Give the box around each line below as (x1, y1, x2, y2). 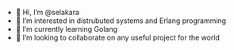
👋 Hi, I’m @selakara (15, 8, 80, 17)
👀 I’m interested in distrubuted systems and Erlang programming (15, 16, 227, 25)
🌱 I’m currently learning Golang (15, 25, 117, 33)
